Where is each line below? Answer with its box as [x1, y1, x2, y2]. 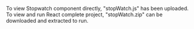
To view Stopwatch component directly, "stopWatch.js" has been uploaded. [6, 5, 189, 12]
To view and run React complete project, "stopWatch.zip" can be [6, 11, 163, 18]
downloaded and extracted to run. [6, 17, 89, 24]
